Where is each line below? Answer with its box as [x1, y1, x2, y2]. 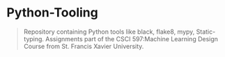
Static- [196, 27, 216, 36]
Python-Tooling [6, 5, 98, 21]
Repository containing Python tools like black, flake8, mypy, [23, 27, 195, 36]
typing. [23, 34, 45, 43]
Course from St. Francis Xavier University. [23, 42, 144, 50]
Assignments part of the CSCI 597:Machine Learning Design [45, 34, 219, 43]
